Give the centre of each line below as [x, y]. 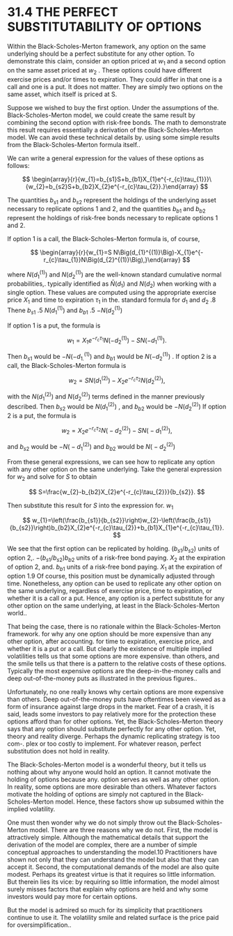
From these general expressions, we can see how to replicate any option [111, 461]
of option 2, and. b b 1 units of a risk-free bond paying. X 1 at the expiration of [115, 567]
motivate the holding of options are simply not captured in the [96, 794]
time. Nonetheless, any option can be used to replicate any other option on [114, 583]
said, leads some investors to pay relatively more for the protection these [112, 714]
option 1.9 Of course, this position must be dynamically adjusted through [111, 576]
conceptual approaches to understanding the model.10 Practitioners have [112, 852]
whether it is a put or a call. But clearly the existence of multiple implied [110, 648]
